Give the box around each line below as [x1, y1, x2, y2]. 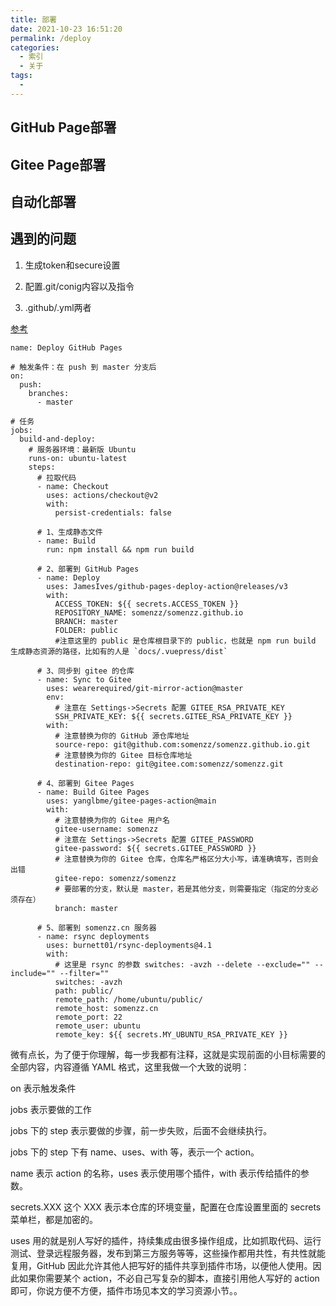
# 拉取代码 [36, 472, 77, 483]
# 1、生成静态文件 [36, 527, 103, 537]
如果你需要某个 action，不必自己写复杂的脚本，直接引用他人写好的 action [18, 1272, 320, 1284]
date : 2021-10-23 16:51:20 [10, 24, 123, 34]
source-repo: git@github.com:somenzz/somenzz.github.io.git [54, 739, 311, 750]
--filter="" [59, 968, 110, 978]
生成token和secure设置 [24, 259, 121, 271]
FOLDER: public [54, 625, 118, 635]
